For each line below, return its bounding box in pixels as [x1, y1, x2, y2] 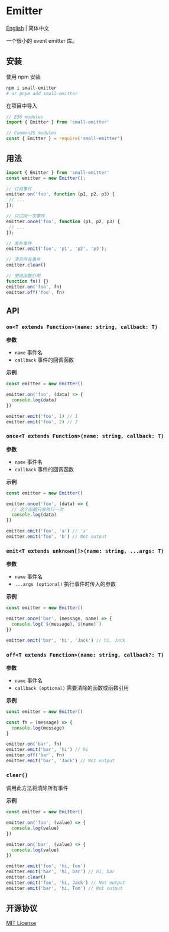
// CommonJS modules [6, 130, 57, 136]
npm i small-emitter [6, 85, 57, 91]
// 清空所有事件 [6, 256, 41, 262]
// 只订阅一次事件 [6, 213, 45, 219]
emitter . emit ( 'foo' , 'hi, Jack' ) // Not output [6, 880, 126, 886]
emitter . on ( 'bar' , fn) [6, 741, 62, 747]
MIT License [6, 919, 37, 927]
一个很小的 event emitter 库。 [6, 37, 78, 44]
